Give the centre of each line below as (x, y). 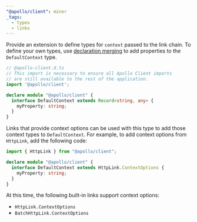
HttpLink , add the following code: (47, 141)
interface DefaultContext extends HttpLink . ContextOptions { (88, 168)
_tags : (14, 17)
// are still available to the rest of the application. (77, 79)
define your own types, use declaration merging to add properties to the (94, 51)
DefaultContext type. (31, 57)
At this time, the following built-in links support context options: (83, 196)
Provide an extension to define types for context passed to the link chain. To (98, 45)
